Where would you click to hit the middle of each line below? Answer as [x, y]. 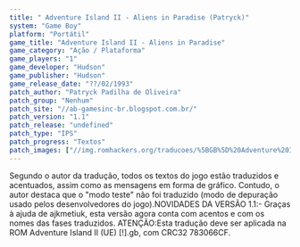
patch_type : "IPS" [43, 134]
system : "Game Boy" [46, 26]
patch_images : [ [39, 150]
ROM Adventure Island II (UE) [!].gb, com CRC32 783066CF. [120, 232]
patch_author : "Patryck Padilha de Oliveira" [95, 92]
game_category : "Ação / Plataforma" [77, 51]
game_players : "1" [43, 59]
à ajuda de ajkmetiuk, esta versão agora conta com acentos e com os [137, 213]
